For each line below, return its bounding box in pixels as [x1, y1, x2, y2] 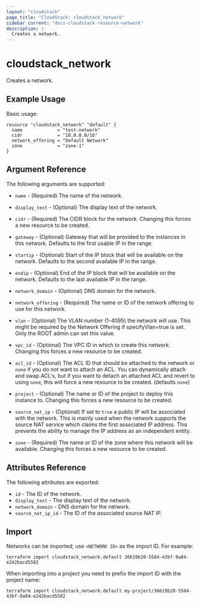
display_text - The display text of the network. [14, 497, 132, 504]
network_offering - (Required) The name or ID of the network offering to [14, 298, 194, 306]
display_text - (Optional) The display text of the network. [14, 204, 158, 211]
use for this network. [14, 305, 67, 312]
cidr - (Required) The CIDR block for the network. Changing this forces [14, 215, 191, 222]
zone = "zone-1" [11, 142, 85, 149]
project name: [6, 576, 41, 584]
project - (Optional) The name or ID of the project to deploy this [14, 390, 173, 397]
